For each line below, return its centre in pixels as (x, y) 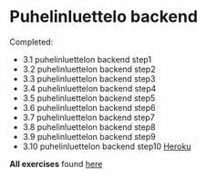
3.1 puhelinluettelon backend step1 (87, 59)
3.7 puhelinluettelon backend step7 (88, 117)
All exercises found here (56, 163)
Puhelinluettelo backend (104, 17)
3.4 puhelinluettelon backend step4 (89, 88)
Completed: (31, 42)
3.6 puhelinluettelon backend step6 (89, 107)
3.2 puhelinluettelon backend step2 (89, 69)
